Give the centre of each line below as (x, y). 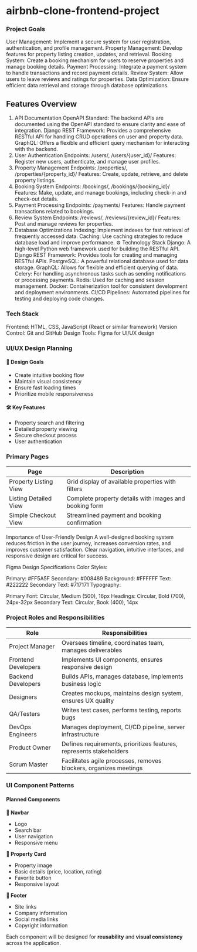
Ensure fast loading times (45, 387)
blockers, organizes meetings (102, 768)
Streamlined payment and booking (114, 515)
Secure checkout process (46, 435)
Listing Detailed (30, 498)
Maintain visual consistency (48, 381)
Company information (41, 913)
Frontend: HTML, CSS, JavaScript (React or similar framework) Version (92, 327)
